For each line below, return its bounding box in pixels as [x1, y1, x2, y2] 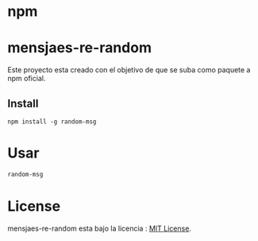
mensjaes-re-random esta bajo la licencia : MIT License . [7, 224, 192, 233]
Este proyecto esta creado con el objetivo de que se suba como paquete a [7, 65, 251, 75]
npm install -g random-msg [7, 118, 97, 126]
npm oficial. [7, 74, 46, 84]
